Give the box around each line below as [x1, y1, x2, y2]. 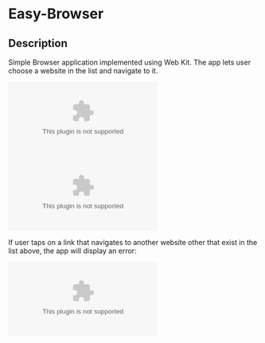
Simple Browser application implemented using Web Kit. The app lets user [8, 57, 251, 67]
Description [8, 37, 68, 50]
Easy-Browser [8, 5, 104, 23]
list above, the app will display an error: [8, 246, 137, 255]
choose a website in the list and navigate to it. [8, 66, 158, 76]
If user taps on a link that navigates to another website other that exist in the [8, 238, 258, 247]
